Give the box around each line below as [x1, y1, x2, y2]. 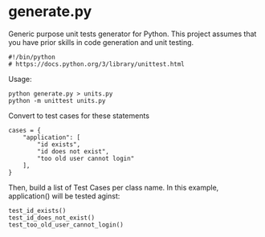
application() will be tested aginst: [8, 191, 120, 201]
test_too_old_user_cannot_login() [8, 220, 124, 229]
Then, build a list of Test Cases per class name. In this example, [8, 182, 219, 192]
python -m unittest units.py [8, 96, 106, 104]
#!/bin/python [8, 53, 56, 61]
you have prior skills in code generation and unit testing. [8, 37, 194, 47]
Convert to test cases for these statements [8, 111, 150, 121]
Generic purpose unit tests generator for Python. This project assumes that [8, 29, 257, 39]
